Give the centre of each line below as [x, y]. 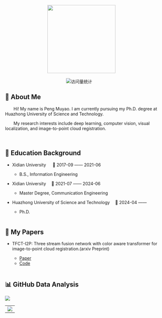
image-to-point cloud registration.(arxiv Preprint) [61, 249]
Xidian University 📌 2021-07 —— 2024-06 [56, 183]
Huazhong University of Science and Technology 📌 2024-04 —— [79, 202]
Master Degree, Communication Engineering [64, 193]
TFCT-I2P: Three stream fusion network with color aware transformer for [85, 244]
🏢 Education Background [43, 153]
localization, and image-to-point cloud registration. [56, 128]
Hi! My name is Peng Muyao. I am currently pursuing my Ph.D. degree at [85, 109]
